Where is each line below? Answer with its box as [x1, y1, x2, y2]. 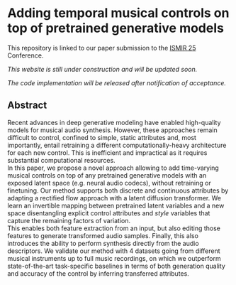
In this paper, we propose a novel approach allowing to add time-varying [7, 163, 220, 172]
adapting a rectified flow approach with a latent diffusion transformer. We [7, 193, 222, 202]
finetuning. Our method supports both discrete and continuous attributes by [7, 186, 229, 195]
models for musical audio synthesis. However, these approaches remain [7, 126, 218, 134]
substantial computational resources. [7, 156, 116, 164]
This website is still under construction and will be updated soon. [7, 65, 198, 73]
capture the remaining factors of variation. [7, 216, 131, 225]
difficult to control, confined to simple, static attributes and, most [7, 133, 197, 141]
